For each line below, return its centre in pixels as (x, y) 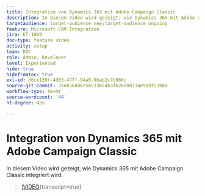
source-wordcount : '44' (37, 97)
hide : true (20, 69)
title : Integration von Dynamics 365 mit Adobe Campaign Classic (91, 12)
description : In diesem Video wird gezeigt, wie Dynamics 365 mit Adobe (101, 18)
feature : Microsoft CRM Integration (53, 29)
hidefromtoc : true (30, 74)
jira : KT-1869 (24, 35)
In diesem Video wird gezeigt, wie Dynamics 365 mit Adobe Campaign (95, 168)
